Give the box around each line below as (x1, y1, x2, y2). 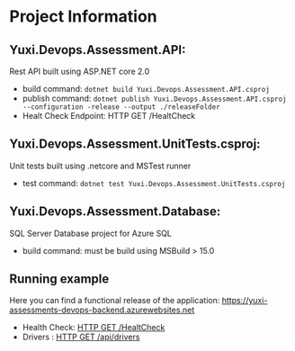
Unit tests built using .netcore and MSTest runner (9, 160, 192, 171)
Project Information (9, 6, 157, 27)
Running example (9, 272, 110, 287)
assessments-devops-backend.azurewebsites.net (9, 304, 195, 316)
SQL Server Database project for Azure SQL (9, 228, 173, 238)
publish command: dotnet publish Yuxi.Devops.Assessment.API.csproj (22, 93, 287, 103)
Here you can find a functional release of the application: (9, 295, 220, 306)
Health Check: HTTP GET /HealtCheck (22, 322, 165, 333)
